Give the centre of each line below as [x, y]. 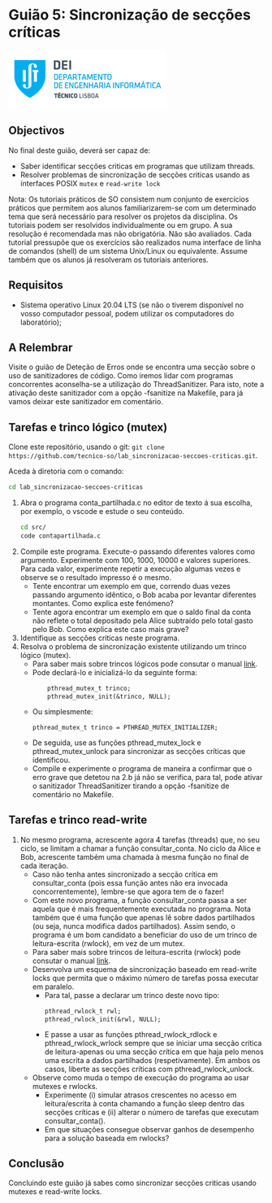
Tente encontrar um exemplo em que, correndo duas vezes [132, 586]
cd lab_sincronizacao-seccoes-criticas [76, 487]
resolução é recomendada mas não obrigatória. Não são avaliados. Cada [130, 233]
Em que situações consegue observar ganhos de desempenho [149, 1129]
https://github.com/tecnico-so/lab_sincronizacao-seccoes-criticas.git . [133, 455]
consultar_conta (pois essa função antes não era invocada [130, 883]
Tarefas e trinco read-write [78, 820]
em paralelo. [53, 987]
